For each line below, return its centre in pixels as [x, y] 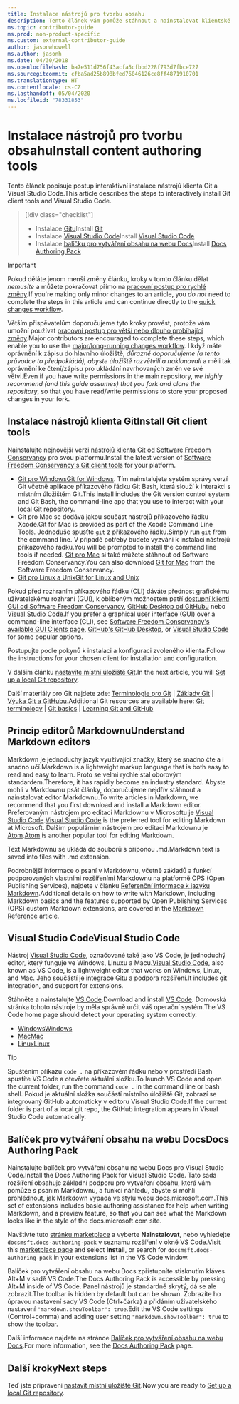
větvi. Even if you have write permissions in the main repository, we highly [115, 376]
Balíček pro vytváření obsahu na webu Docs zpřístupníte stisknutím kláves [116, 1271]
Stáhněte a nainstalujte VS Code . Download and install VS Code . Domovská [117, 999]
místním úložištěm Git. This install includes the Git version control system [123, 494]
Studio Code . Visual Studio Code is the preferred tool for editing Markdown [117, 820]
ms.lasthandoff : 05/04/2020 [49, 94]
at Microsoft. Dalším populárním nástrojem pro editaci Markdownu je [108, 827]
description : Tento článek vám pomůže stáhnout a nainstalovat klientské [119, 21]
